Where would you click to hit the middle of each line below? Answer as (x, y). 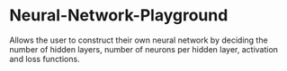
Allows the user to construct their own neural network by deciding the (139, 40)
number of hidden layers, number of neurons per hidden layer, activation (144, 49)
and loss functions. (45, 59)
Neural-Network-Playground (119, 16)
